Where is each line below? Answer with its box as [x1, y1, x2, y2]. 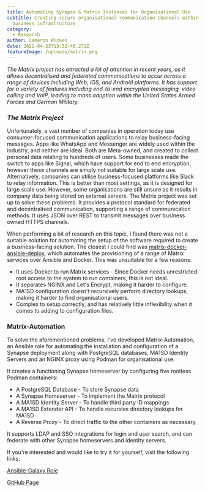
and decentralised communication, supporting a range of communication [7, 206, 192, 213]
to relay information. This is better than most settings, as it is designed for [7, 179, 193, 187]
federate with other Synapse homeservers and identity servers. [7, 437, 167, 444]
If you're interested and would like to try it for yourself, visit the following [7, 449, 190, 456]
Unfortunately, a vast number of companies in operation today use [7, 127, 174, 135]
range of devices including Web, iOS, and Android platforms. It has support [7, 78, 198, 86]
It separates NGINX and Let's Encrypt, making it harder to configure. [15, 281, 188, 288]
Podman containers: [7, 374, 58, 381]
